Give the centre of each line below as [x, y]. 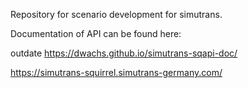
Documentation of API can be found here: [96, 33]
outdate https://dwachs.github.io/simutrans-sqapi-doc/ [124, 53]
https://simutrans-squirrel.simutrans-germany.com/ [116, 72]
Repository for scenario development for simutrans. [116, 14]
